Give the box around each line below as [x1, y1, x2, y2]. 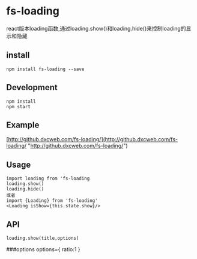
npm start [6, 103, 31, 109]
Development [6, 82, 58, 93]
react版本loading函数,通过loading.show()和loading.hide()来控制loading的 [6, 25, 186, 32]
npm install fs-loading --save [6, 66, 85, 72]
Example [6, 120, 40, 130]
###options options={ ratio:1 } [6, 246, 80, 253]
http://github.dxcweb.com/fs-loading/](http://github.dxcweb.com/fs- [8, 136, 178, 143]
